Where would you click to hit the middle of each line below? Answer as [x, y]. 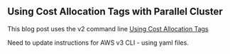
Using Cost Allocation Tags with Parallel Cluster [115, 12]
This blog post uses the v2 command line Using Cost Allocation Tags [108, 28]
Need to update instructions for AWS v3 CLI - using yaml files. [98, 43]
